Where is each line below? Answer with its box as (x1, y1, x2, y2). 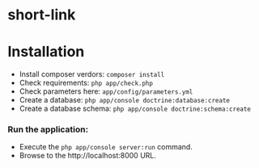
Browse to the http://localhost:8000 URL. (19, 151, 157, 161)
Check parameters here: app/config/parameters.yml (19, 86, 193, 96)
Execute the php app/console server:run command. (19, 142, 193, 152)
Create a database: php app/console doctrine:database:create (19, 95, 230, 105)
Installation (7, 43, 85, 61)
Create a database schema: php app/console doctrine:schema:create (19, 103, 252, 114)
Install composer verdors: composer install (19, 69, 165, 79)
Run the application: (7, 124, 89, 135)
